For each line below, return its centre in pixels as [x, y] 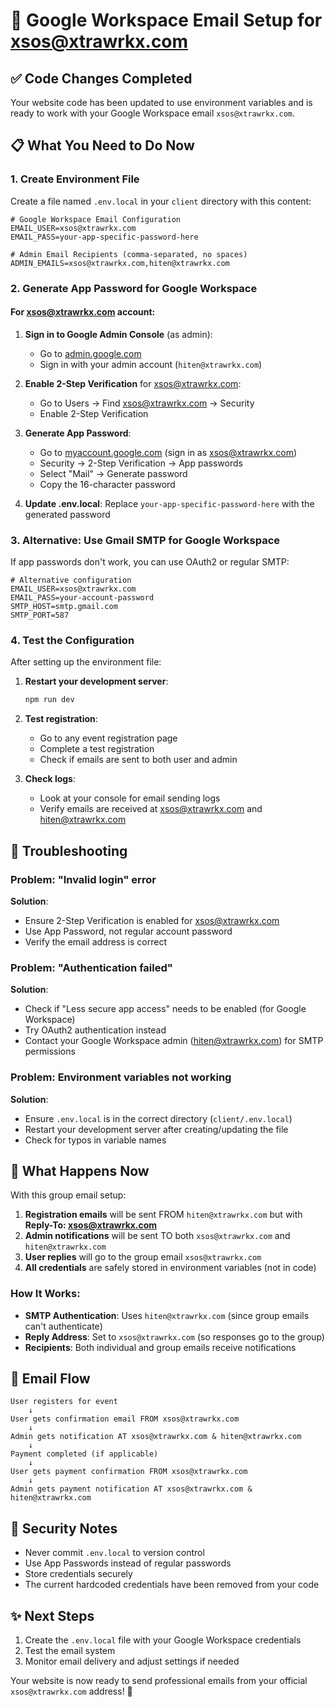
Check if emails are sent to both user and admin [138, 760]
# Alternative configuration [71, 580]
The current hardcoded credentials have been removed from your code [172, 1585]
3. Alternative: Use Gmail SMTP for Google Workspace [145, 540]
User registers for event [64, 1402]
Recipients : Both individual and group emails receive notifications [160, 1347]
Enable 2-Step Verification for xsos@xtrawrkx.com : [133, 383]
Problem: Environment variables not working [121, 1077]
